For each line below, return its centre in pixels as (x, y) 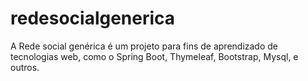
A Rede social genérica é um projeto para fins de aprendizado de (144, 46)
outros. (25, 67)
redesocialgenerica (93, 18)
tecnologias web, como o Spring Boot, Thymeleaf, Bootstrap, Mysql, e (154, 56)
